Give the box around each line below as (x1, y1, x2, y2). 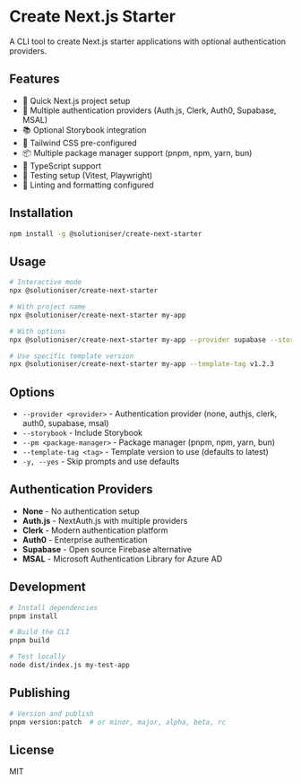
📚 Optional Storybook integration (21, 124, 147, 135)
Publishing (9, 685, 71, 701)
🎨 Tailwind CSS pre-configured (21, 137, 137, 148)
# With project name (9, 302, 87, 311)
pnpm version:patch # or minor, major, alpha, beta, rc (9, 718, 227, 727)
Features (9, 72, 60, 87)
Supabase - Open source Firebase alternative (21, 544, 193, 554)
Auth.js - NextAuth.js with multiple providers (21, 515, 188, 526)
